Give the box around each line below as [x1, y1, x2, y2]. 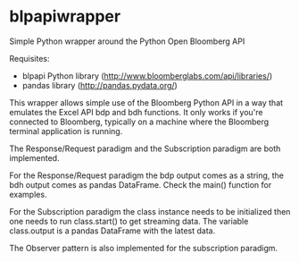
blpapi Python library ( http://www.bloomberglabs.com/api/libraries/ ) [21, 70, 273, 81]
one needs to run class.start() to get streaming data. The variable [9, 216, 249, 226]
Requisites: [9, 53, 51, 63]
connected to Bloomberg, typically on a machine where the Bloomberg [9, 116, 270, 127]
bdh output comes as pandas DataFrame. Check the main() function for [9, 179, 272, 190]
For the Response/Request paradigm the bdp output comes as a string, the [9, 170, 284, 181]
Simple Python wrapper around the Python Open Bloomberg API [9, 36, 245, 46]
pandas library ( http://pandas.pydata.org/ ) [21, 80, 179, 90]
